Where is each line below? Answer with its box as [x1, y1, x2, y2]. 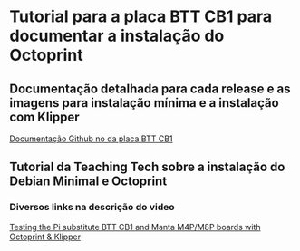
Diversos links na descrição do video [9, 201, 175, 214]
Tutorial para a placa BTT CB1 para [9, 6, 273, 27]
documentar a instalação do [9, 25, 225, 46]
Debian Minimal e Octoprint [9, 174, 168, 189]
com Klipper [9, 109, 80, 124]
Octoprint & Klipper [9, 231, 82, 242]
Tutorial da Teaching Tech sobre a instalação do [9, 159, 285, 175]
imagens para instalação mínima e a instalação [9, 95, 279, 111]
